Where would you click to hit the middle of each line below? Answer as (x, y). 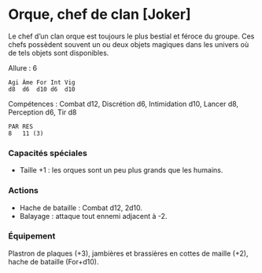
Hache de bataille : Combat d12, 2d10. (81, 207)
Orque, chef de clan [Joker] (100, 15)
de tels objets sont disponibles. (59, 53)
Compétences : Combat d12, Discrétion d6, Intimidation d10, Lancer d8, (123, 104)
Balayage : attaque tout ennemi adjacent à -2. (93, 216)
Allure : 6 (23, 67)
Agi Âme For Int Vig (42, 82)
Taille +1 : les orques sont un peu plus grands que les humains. (121, 170)
